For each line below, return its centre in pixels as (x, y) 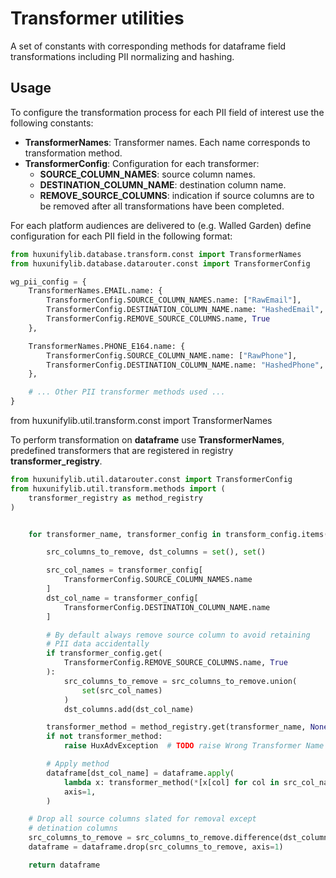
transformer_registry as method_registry (115, 498)
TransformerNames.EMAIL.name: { (95, 291)
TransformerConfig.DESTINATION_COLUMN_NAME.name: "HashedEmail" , (185, 310)
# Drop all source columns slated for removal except (142, 819)
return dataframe (64, 865)
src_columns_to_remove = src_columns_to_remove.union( (180, 681)
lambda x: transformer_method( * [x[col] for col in (171, 782)
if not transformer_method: (104, 737)
